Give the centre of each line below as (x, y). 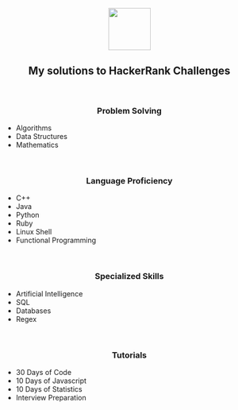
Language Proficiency (129, 181)
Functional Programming (56, 240)
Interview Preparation (51, 398)
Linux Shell (34, 232)
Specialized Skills (129, 277)
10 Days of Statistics (49, 389)
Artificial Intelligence (49, 293)
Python (27, 215)
